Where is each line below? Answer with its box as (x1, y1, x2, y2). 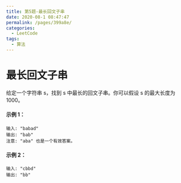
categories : (6, 25, 35, 31)
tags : (6, 36, 19, 42)
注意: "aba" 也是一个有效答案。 (6, 138, 76, 144)
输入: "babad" (6, 126, 39, 132)
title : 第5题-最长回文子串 (6, 8, 65, 15)
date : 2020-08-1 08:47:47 (6, 14, 69, 20)
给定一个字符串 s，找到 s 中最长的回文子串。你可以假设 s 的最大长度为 (6, 89, 176, 96)
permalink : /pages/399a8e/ (6, 19, 72, 25)
